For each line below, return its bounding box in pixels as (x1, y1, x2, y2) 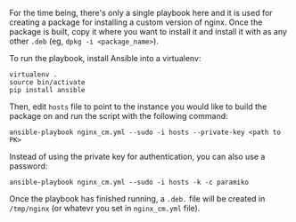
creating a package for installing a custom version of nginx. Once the (9, 17, 263, 28)
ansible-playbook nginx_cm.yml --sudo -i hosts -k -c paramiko (9, 178, 250, 186)
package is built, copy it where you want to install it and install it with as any (9, 27, 288, 36)
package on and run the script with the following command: (9, 111, 229, 121)
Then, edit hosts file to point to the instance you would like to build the (9, 101, 267, 112)
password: (9, 161, 48, 171)
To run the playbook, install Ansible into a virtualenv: (9, 53, 201, 63)
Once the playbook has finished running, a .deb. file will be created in (9, 194, 266, 203)
